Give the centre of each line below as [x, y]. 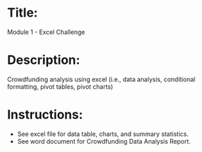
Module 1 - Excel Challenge [46, 32]
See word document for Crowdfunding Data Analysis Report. [104, 141]
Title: [23, 13]
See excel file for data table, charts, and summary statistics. [103, 134]
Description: [44, 60]
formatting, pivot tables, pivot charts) [60, 86]
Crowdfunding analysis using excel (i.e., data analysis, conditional [101, 79]
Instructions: [45, 115]
